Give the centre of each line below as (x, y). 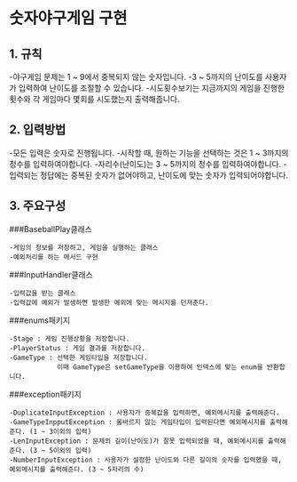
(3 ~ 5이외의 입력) (61, 450)
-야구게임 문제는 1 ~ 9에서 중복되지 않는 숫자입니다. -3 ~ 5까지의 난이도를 (136, 77)
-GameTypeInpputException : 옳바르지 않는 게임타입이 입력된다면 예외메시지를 (137, 422)
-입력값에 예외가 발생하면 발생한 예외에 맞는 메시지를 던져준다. (109, 302)
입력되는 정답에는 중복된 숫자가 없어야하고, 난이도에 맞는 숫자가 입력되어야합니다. (149, 175)
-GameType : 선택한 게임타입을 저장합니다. (78, 357)
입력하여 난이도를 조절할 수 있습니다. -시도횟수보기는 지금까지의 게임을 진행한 (152, 88)
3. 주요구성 (38, 206)
